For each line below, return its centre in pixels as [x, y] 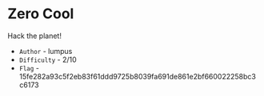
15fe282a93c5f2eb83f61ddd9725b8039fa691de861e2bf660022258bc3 [138, 76]
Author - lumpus [46, 51]
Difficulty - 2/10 [48, 60]
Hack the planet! [34, 36]
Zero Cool [41, 14]
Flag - [29, 67]
